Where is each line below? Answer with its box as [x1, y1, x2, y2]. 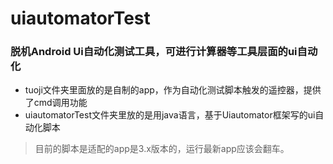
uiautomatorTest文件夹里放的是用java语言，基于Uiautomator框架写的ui [24, 109, 316, 121]
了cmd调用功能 [24, 97, 88, 109]
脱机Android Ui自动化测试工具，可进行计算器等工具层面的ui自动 [10, 45, 318, 59]
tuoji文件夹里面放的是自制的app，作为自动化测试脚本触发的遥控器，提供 [24, 84, 322, 96]
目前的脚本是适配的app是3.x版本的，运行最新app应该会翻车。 [34, 143, 290, 155]
